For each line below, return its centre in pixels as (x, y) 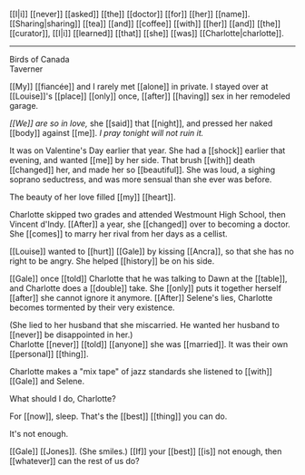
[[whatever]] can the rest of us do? (74, 461)
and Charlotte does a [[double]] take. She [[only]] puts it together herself (145, 288)
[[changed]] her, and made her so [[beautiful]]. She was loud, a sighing (143, 170)
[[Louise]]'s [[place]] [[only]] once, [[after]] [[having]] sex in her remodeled (150, 96)
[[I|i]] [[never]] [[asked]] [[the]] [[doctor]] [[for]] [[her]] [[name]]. (130, 14)
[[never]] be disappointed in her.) (71, 334)
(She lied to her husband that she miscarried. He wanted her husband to (144, 325)
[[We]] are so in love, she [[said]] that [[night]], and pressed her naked (141, 123)
